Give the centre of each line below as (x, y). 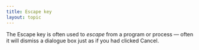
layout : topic (24, 17)
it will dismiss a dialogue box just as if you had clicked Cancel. (83, 40)
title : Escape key (29, 12)
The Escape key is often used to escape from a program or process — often (100, 34)
